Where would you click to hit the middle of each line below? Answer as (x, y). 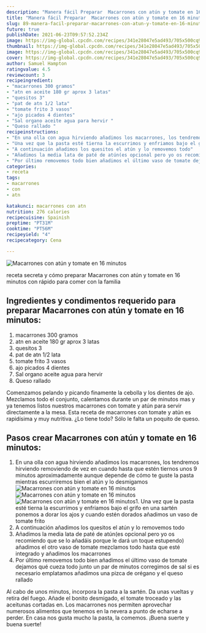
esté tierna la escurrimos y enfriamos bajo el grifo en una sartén (96, 508)
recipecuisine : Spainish (38, 218)
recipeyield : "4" (29, 235)
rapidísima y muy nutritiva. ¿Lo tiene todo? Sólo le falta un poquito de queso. (103, 419)
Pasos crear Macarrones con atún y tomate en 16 (102, 438)
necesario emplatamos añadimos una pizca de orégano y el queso (99, 573)
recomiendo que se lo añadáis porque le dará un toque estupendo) (100, 541)
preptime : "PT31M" (30, 223)
